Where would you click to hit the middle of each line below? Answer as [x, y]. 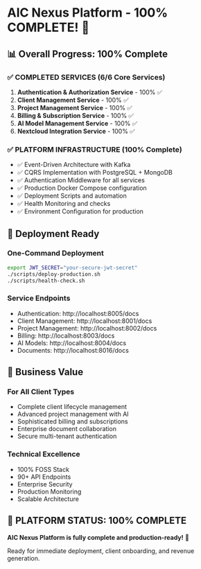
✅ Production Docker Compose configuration [82, 188]
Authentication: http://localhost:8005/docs [78, 313]
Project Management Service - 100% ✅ [75, 107]
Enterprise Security [45, 484]
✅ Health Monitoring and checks [64, 204]
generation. [24, 558]
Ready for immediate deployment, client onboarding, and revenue [101, 551]
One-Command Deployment [55, 253]
